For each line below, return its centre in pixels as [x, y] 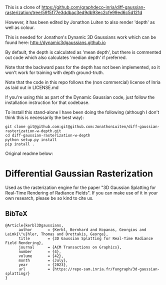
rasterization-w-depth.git [33, 131]
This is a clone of [23, 7]
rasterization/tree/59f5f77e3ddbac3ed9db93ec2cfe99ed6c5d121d [74, 12]
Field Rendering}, [24, 243]
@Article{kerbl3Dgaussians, [34, 225]
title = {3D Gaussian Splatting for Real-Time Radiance [86, 238]
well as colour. [20, 27]
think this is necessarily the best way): [44, 117]
